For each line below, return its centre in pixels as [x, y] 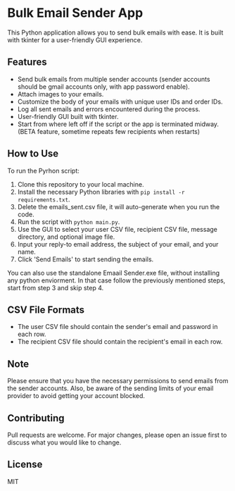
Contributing [36, 418]
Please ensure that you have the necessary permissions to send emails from [118, 381]
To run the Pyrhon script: [43, 170]
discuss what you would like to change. [64, 442]
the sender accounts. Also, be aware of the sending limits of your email [110, 388]
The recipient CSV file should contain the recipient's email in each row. [120, 342]
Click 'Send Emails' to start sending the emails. [85, 259]
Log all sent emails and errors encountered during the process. [109, 109]
